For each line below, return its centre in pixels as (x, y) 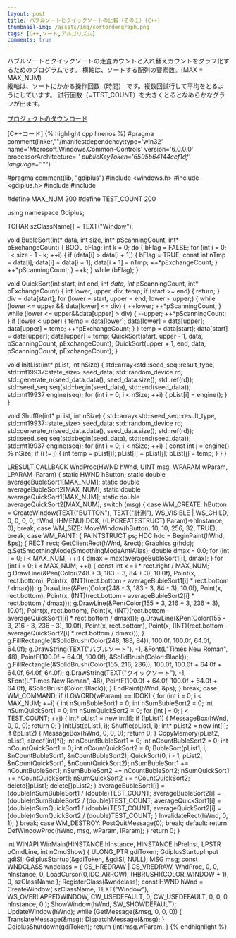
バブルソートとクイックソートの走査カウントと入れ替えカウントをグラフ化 (115, 61)
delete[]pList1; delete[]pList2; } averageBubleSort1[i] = (86, 786)
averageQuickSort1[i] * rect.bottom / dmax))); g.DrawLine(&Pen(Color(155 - (117, 619)
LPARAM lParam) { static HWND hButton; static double (86, 475)
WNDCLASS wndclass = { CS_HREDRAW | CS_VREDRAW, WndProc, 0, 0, (113, 867)
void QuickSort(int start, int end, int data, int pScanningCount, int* (103, 284)
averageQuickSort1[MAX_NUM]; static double (74, 497)
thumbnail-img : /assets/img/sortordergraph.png (79, 27)
